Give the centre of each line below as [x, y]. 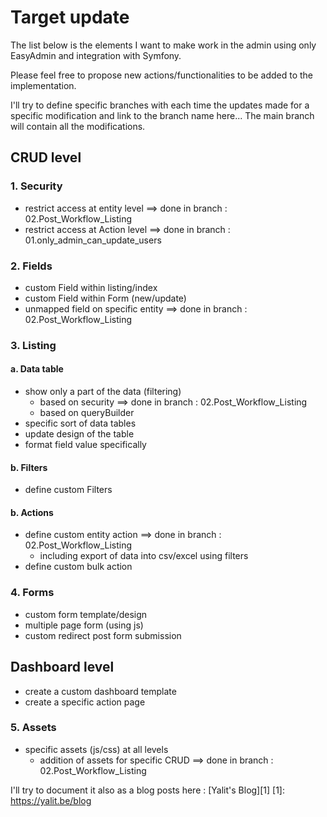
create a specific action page [85, 702]
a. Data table [37, 369]
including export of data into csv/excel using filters [144, 556]
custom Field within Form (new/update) [105, 298]
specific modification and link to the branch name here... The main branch [162, 115]
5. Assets [33, 728]
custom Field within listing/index [91, 287]
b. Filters [29, 467]
